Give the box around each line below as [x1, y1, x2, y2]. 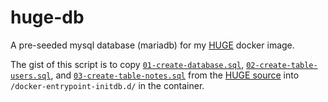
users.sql [10, 71, 52, 81]
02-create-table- [246, 60, 318, 70]
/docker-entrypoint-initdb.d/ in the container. [10, 79, 205, 91]
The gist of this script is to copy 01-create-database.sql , [10, 58, 245, 70]
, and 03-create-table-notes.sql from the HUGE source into [50, 69, 300, 81]
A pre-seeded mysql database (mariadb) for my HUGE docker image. [10, 39, 295, 51]
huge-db [10, 6, 85, 29]
